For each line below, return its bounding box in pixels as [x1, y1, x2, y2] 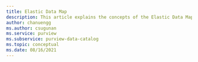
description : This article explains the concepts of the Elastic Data [6, 14, 183, 20]
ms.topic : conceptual [6, 42, 60, 48]
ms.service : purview [6, 31, 57, 37]
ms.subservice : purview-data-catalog [6, 36, 99, 42]
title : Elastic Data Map [6, 8, 67, 15]
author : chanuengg [6, 19, 51, 25]
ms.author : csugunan [6, 25, 57, 31]
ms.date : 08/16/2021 [6, 47, 57, 53]
